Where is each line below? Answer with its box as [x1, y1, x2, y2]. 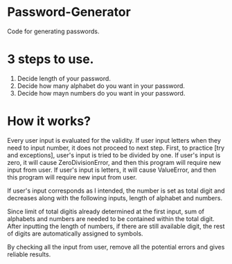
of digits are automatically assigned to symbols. [7, 229, 143, 238]
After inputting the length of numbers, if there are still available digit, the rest [7, 222, 225, 230]
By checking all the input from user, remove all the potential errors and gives [7, 243, 225, 251]
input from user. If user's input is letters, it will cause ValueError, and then [7, 166, 217, 174]
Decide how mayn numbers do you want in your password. [17, 89, 186, 97]
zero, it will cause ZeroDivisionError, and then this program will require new [7, 158, 222, 166]
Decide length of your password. [17, 74, 111, 82]
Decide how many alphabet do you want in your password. [17, 81, 186, 90]
